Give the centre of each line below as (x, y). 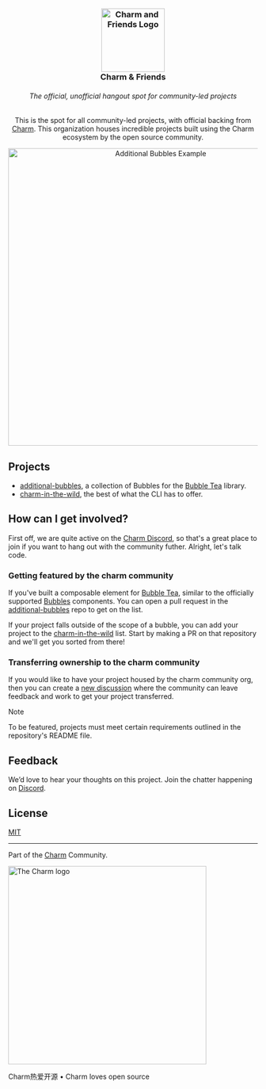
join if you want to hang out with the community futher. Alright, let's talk (125, 546)
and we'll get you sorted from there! (66, 642)
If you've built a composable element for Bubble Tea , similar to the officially (131, 593)
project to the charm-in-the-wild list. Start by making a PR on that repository (133, 634)
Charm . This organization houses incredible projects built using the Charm (133, 129)
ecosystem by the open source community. (133, 137)
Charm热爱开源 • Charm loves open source (79, 1076)
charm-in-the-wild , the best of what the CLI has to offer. (111, 494)
